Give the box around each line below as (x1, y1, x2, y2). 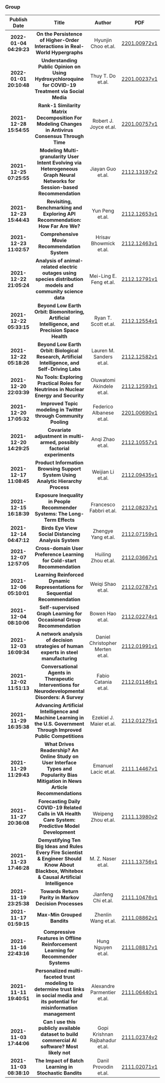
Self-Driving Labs (37, 366, 81, 372)
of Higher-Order (39, 37, 80, 44)
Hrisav (95, 234, 110, 241)
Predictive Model (39, 823, 80, 830)
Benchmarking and (36, 204, 82, 211)
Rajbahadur (89, 1037, 116, 1044)
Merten (94, 646, 111, 653)
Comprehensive (40, 231, 79, 237)
